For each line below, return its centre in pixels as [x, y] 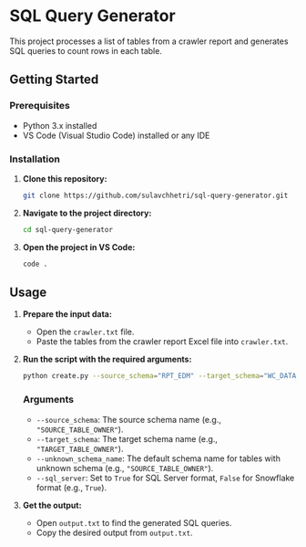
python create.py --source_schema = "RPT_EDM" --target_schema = [143, 376]
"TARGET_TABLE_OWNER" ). [80, 448]
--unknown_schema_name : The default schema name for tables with [158, 458]
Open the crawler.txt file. [85, 332]
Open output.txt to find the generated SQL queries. [134, 522]
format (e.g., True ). [71, 487]
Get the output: [52, 505]
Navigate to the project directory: [87, 213]
